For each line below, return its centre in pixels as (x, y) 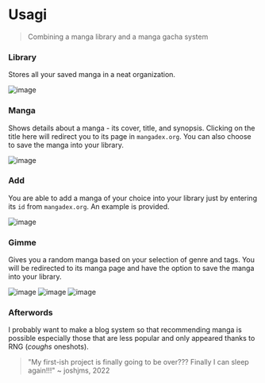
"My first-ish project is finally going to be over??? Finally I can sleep (138, 362)
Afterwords (31, 313)
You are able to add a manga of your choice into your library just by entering (133, 198)
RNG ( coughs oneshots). (48, 346)
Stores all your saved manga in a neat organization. (92, 75)
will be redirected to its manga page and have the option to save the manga (131, 269)
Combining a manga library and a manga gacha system (118, 37)
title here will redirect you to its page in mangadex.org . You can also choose (130, 136)
